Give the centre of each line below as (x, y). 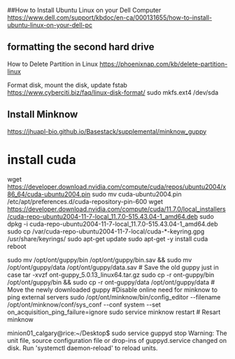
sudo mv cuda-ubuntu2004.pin (137, 194)
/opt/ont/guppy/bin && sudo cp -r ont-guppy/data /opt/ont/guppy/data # (111, 282)
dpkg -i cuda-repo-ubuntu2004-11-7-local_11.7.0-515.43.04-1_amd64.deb (113, 224)
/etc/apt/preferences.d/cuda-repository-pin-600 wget (85, 201)
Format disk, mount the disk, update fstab (67, 85)
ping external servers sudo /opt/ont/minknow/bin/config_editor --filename (114, 297)
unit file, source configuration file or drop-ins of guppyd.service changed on (117, 340)
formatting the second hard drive (81, 47)
